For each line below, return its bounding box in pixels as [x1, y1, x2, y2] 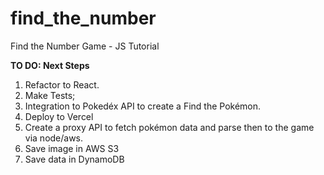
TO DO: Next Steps [10, 59, 90, 71]
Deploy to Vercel [24, 110, 94, 122]
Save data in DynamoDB [24, 153, 125, 165]
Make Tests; [24, 89, 76, 101]
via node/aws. [24, 132, 84, 144]
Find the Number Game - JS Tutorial [10, 40, 160, 52]
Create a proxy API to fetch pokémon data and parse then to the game [24, 121, 315, 133]
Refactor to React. [24, 78, 100, 91]
